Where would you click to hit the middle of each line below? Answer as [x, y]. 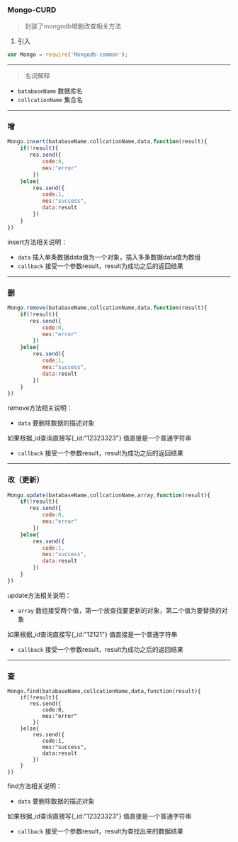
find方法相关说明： [35, 786]
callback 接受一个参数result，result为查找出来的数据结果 [101, 831]
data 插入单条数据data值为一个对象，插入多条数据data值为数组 [109, 257]
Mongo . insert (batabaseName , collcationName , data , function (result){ [107, 142]
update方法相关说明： [39, 595]
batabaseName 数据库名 [50, 91]
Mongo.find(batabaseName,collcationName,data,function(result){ [104, 692]
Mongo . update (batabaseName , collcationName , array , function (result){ [109, 495]
